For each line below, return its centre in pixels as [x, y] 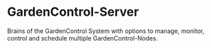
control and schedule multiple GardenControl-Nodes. [83, 38]
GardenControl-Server [73, 12]
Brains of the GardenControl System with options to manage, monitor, [106, 31]
